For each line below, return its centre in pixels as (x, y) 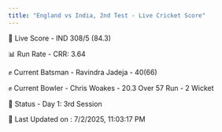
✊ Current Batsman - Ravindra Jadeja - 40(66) (83, 72)
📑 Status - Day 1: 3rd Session (55, 104)
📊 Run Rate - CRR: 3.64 (47, 54)
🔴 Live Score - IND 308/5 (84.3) (60, 38)
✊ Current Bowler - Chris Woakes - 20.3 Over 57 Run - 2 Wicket (111, 88)
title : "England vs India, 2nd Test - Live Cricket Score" (107, 15)
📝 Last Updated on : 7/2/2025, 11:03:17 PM (77, 119)
